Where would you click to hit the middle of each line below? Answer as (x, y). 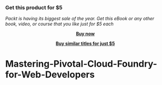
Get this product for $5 (34, 8)
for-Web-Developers (50, 75)
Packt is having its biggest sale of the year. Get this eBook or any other (80, 19)
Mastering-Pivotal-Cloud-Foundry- (81, 64)
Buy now (85, 34)
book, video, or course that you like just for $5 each (59, 24)
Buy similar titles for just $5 (85, 44)
